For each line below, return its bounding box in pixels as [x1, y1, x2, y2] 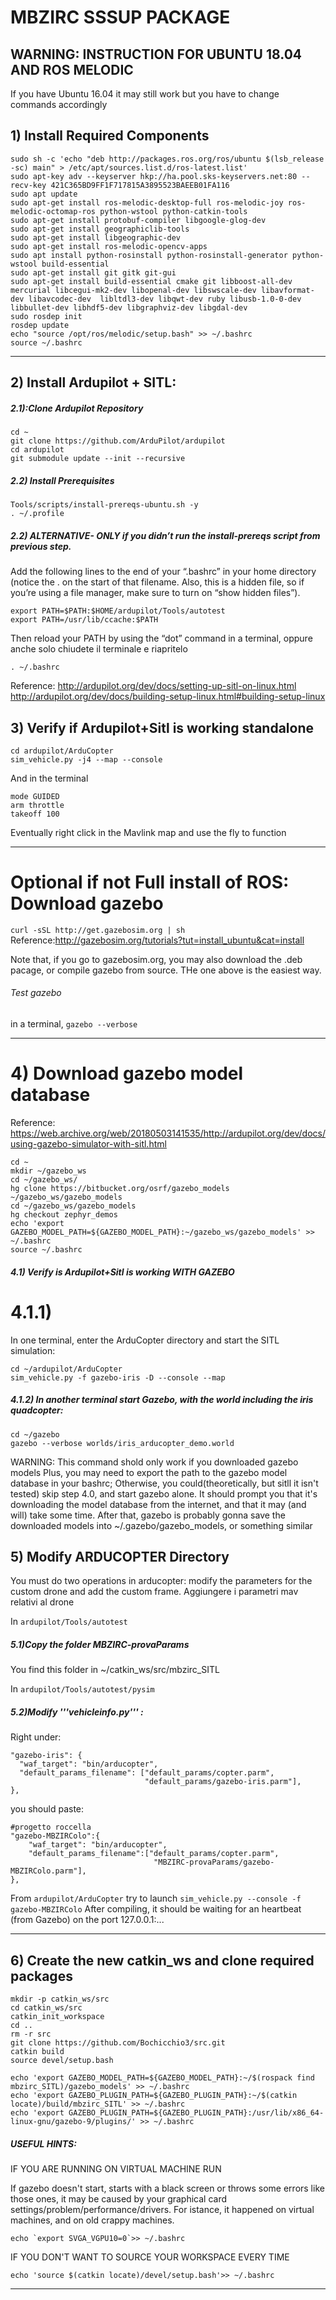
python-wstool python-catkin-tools [99, 206, 248, 216]
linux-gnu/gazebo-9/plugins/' [10, 2117, 137, 2127]
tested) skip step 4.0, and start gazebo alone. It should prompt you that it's [10, 1487, 318, 1500]
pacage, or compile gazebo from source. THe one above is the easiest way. [10, 964, 322, 976]
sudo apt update [10, 189, 78, 199]
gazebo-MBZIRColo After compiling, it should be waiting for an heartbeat [10, 1903, 302, 1915]
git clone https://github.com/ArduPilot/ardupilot [10, 436, 226, 446]
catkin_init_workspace [10, 2012, 105, 2022]
